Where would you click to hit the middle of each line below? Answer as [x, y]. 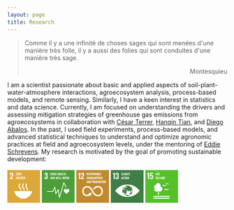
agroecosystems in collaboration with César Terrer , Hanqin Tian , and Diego [115, 121]
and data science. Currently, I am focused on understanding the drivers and [116, 107]
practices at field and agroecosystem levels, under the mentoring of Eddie [114, 144]
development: [27, 159]
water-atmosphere [34, 92]
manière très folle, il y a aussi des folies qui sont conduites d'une [117, 50]
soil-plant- [203, 84]
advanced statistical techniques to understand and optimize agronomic [109, 137]
